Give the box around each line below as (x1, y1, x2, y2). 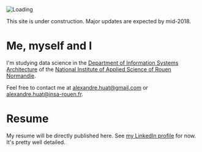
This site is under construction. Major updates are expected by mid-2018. (6, 18, 192, 24)
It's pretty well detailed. (6, 138, 65, 146)
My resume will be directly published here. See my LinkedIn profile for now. (6, 132, 196, 139)
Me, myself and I (6, 39, 92, 53)
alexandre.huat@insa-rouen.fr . (6, 90, 84, 98)
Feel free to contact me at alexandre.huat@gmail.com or (6, 84, 149, 91)
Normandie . (6, 72, 36, 79)
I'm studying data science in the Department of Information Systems (6, 59, 179, 67)
